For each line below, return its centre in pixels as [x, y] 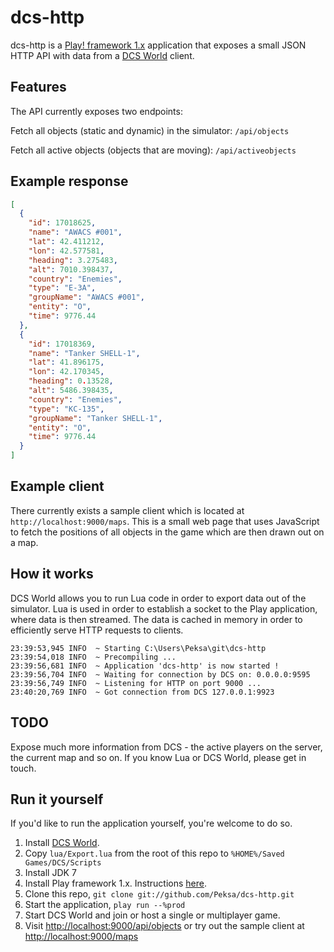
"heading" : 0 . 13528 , [71, 381]
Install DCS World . [62, 843]
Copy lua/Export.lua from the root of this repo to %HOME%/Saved [154, 853]
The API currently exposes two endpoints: [96, 111]
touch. [23, 768]
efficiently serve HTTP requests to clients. [97, 630]
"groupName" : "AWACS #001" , [86, 297]
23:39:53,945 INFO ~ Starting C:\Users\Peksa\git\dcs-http [138, 648]
